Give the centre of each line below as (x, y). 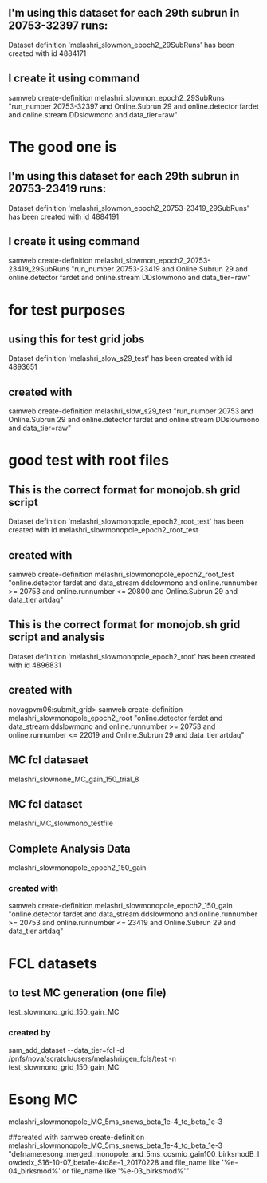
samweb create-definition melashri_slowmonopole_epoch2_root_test (121, 575)
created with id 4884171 (47, 53)
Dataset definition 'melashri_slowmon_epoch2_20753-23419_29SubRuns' (129, 208)
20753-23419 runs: (57, 189)
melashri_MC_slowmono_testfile (61, 823)
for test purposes (67, 310)
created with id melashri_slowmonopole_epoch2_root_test (104, 530)
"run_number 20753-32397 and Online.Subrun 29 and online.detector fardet (133, 106)
